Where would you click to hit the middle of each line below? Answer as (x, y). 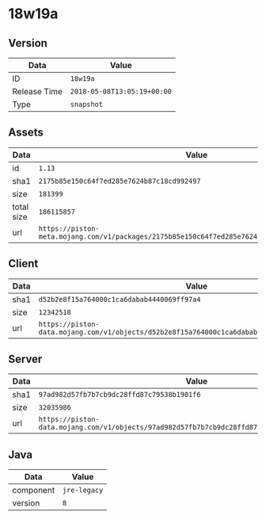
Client (23, 263)
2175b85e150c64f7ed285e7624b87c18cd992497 (120, 181)
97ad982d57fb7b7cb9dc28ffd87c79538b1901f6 (120, 395)
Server (25, 359)
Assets (26, 133)
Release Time (38, 92)
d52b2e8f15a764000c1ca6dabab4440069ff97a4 (120, 299)
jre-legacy (83, 490)
